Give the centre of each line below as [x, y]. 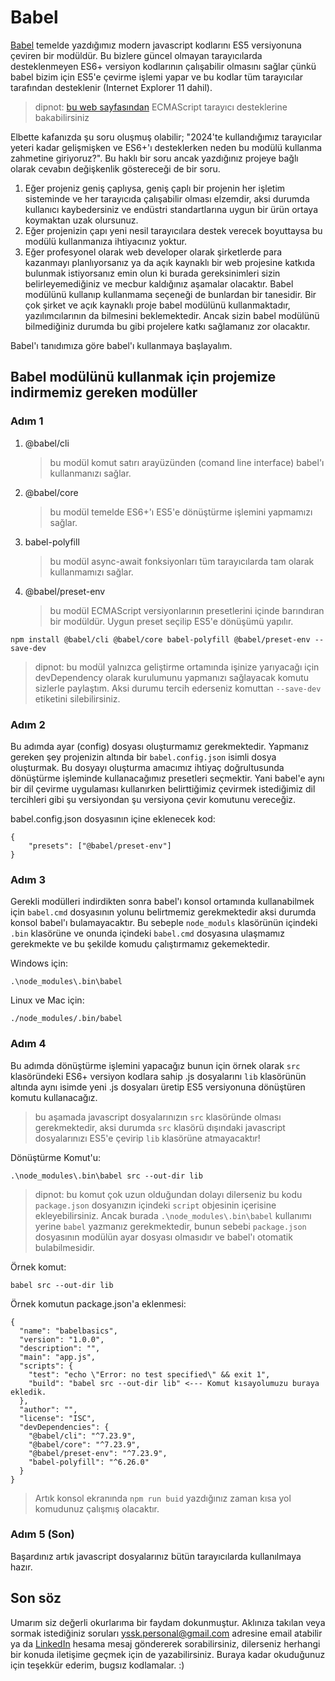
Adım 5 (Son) [42, 1534]
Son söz [36, 1598]
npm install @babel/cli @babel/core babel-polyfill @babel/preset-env [160, 639]
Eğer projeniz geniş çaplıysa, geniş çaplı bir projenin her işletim [155, 188]
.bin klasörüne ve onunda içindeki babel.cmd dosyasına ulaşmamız [147, 933]
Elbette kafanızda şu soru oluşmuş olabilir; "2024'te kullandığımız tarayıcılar [166, 137]
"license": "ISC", [58, 1418]
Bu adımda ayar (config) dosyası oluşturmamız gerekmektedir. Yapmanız [160, 746]
